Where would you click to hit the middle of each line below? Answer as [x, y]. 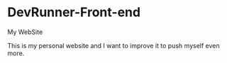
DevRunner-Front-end [74, 12]
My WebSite [25, 32]
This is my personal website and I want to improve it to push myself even [113, 45]
